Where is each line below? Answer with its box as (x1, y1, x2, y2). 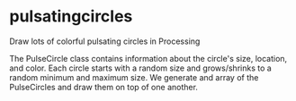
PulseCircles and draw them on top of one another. (9, 81, 198, 92)
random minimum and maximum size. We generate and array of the (9, 72, 259, 82)
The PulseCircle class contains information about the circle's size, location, (9, 53, 288, 63)
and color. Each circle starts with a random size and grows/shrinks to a (9, 63, 272, 73)
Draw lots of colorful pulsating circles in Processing (9, 36, 201, 46)
